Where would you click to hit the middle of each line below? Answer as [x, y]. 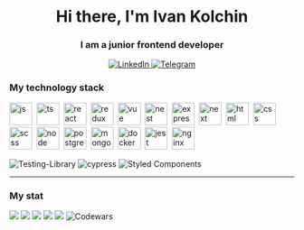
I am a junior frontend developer [152, 45]
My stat [26, 196]
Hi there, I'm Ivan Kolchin [152, 17]
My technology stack [57, 87]
